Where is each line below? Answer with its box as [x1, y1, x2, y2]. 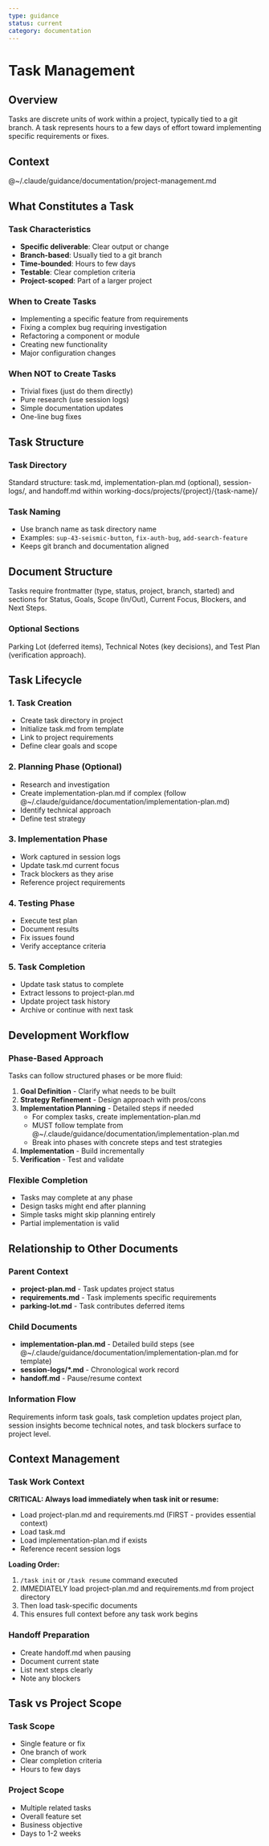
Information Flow [8, 1394, 76, 1405]
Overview [8, 93, 59, 107]
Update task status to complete [19, 980, 124, 989]
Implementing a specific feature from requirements [19, 314, 189, 324]
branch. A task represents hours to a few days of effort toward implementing [8, 123, 262, 132]
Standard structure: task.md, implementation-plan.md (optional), [8, 478, 222, 487]
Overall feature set [19, 1811, 82, 1821]
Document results [19, 924, 79, 934]
